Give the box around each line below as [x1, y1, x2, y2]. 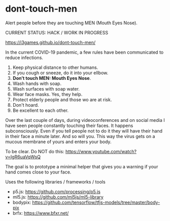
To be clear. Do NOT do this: [5, 148, 64, 154]
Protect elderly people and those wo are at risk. [12, 97, 112, 103]
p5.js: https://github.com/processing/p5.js [12, 188, 100, 195]
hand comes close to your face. [5, 169, 72, 175]
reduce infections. [5, 54, 43, 61]
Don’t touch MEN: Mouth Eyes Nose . [12, 75, 91, 81]
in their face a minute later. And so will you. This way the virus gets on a [5, 133, 155, 139]
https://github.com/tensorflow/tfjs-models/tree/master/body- [32, 199, 160, 205]
